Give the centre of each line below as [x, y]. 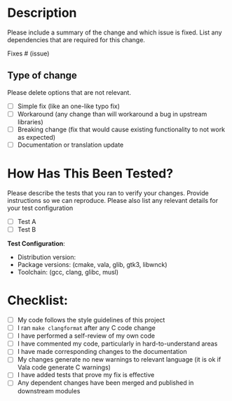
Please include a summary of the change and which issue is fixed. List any [115, 32]
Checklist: [38, 301]
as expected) [36, 137]
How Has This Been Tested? [90, 174]
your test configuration [40, 208]
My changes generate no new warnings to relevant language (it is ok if [119, 360]
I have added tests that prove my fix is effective [86, 375]
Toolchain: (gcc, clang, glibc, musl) [68, 272]
